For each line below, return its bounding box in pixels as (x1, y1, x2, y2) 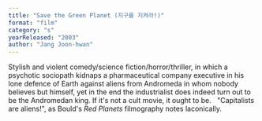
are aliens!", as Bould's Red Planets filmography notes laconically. (8, 104, 223, 114)
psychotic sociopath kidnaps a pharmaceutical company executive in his (8, 71, 245, 80)
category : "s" (8, 26, 55, 34)
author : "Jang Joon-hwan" (8, 41, 93, 49)
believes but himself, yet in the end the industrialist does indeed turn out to (8, 87, 251, 97)
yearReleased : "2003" (8, 33, 80, 42)
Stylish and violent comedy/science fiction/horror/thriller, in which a (8, 62, 229, 71)
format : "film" (8, 19, 58, 27)
